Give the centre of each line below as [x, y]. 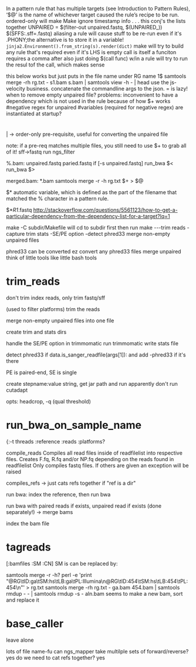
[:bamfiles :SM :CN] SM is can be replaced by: [62, 563]
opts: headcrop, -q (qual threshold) [48, 402]
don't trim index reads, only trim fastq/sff [56, 298]
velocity [16, 89]
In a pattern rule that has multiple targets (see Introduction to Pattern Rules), [98, 9]
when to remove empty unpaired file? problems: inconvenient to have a [92, 95]
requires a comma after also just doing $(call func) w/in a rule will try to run [97, 59]
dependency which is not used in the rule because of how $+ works [88, 101]
